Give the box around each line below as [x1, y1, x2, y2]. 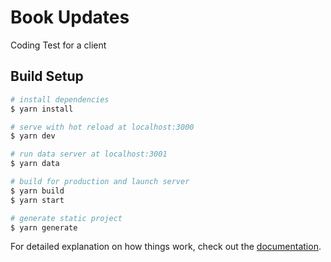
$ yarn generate [10, 222, 78, 233]
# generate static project [10, 213, 123, 223]
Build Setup [10, 68, 84, 85]
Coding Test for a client [10, 39, 107, 51]
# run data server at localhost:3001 [10, 149, 168, 160]
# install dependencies [10, 94, 110, 105]
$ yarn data [10, 159, 60, 169]
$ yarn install [10, 104, 74, 114]
